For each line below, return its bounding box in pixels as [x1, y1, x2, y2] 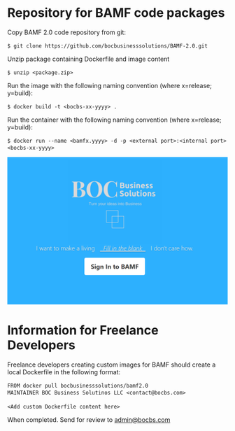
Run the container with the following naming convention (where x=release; [7, 115, 222, 124]
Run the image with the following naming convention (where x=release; [7, 81, 212, 90]
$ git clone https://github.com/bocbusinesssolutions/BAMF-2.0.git [7, 42, 208, 50]
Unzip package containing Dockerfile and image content [7, 55, 170, 63]
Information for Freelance [7, 322, 159, 338]
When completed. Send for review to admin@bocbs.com [7, 415, 171, 424]
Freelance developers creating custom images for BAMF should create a [7, 360, 216, 369]
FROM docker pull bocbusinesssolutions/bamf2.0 [7, 382, 149, 389]
